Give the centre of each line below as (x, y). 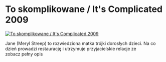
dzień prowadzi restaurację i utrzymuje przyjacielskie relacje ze (71, 48)
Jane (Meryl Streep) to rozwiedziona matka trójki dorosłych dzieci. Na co (80, 43)
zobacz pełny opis (24, 54)
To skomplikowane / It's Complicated (84, 9)
